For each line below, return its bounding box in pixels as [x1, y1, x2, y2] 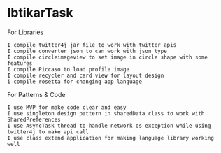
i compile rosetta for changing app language [7, 78, 142, 85]
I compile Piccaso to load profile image [7, 66, 130, 73]
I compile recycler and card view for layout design [7, 72, 164, 79]
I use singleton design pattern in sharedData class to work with [7, 110, 205, 117]
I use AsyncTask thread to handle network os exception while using [7, 122, 211, 129]
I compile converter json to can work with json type [7, 48, 168, 54]
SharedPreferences [7, 116, 61, 123]
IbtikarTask [7, 5, 73, 21]
